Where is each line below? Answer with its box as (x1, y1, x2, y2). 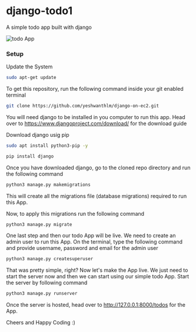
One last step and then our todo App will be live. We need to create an (6, 232, 176, 239)
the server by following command (6, 279, 88, 287)
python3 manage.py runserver (6, 291, 78, 297)
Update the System (6, 63, 53, 70)
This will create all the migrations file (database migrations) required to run (6, 192, 187, 199)
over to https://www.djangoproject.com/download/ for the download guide (6, 120, 187, 127)
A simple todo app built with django (6, 24, 92, 31)
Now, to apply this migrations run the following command (6, 210, 145, 217)
